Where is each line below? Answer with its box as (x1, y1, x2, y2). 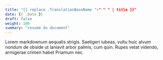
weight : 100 (5, 21, 30, 26)
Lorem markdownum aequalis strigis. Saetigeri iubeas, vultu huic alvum (5, 39, 151, 45)
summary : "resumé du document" (5, 26, 70, 30)
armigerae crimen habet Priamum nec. (5, 50, 84, 56)
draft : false (5, 16, 32, 21)
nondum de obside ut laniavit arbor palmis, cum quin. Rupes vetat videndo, (5, 44, 159, 50)
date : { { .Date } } (5, 12, 43, 17)
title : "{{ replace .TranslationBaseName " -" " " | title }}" (5, 7, 137, 12)
